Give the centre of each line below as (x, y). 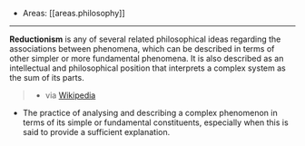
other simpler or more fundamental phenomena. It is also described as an (147, 58)
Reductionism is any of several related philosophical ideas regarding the (145, 39)
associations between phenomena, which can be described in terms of (142, 49)
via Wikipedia (70, 95)
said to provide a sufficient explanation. (96, 132)
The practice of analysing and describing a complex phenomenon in (150, 113)
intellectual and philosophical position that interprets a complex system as (148, 68)
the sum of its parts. (47, 78)
